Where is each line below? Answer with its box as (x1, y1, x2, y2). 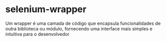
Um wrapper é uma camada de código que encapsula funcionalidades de (5, 20, 161, 26)
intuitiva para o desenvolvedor (5, 31, 70, 37)
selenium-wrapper (5, 4, 87, 15)
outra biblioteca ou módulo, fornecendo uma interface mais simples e (5, 25, 153, 31)
